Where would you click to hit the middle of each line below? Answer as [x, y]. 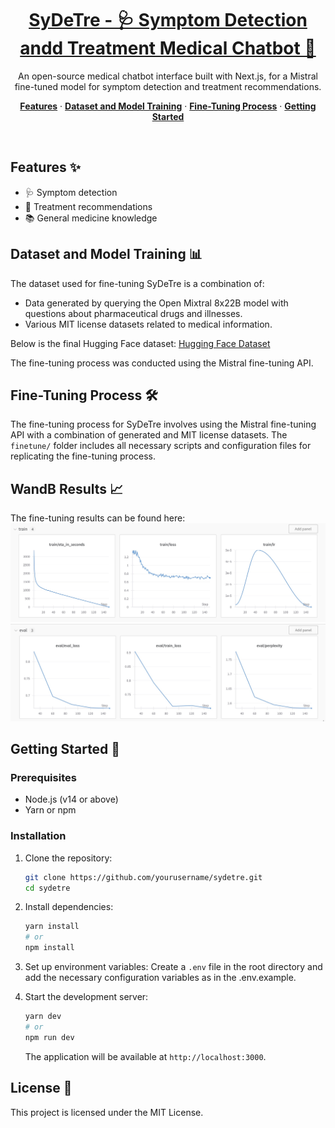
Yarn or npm [50, 810]
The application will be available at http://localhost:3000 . [145, 1056]
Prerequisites [43, 778]
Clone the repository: [68, 858]
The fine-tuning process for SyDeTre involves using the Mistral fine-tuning [163, 424]
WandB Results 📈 [67, 488]
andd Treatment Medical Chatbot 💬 [168, 48]
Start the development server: [86, 997]
